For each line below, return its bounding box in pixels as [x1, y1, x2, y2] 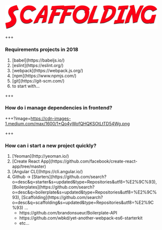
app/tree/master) [12, 164, 46, 169]
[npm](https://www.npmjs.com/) [12, 73, 76, 79]
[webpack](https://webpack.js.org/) [12, 67, 84, 73]
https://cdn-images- [30, 115, 71, 121]
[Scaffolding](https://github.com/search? [21, 195, 103, 200]
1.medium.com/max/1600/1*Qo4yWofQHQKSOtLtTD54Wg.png [5, 120, 130, 126]
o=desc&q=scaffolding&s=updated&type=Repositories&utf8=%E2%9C [12, 199, 154, 206]
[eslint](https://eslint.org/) [12, 62, 64, 68]
